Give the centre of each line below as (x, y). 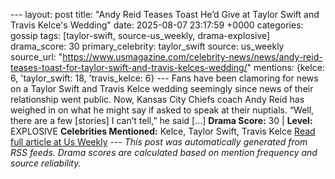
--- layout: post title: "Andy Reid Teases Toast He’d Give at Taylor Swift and (165, 14)
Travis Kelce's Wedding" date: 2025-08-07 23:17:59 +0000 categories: (157, 25)
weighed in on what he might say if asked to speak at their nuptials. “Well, (162, 110)
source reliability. (46, 163)
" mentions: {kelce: (285, 67)
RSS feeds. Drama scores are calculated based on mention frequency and (164, 152)
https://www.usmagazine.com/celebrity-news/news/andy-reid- (192, 57)
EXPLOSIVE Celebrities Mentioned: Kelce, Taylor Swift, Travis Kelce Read (163, 131)
